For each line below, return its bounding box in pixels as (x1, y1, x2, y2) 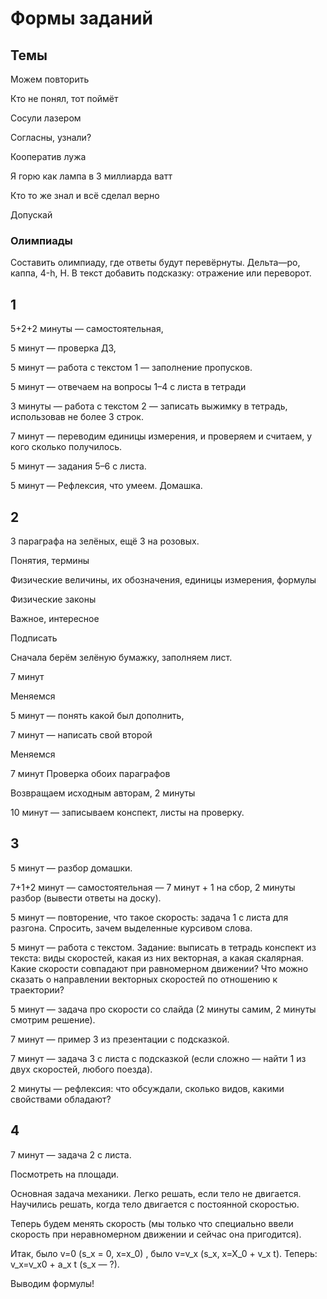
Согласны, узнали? (10, 132, 92, 143)
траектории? (10, 983, 65, 996)
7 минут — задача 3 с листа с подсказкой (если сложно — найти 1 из (10, 1052, 307, 1064)
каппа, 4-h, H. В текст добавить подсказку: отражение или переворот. (10, 267, 312, 279)
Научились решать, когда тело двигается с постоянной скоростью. (10, 1198, 300, 1210)
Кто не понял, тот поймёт (10, 93, 119, 104)
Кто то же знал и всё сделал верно (10, 190, 160, 201)
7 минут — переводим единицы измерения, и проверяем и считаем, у (10, 430, 313, 442)
